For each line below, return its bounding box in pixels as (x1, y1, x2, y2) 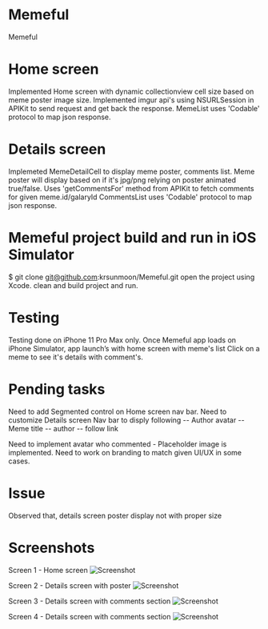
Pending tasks (8, 380, 106, 398)
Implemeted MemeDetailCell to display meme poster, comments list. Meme (8, 166, 255, 176)
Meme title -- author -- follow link (8, 423, 118, 433)
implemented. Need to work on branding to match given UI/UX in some (8, 447, 242, 457)
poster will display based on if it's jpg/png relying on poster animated (8, 174, 237, 185)
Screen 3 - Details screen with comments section (8, 596, 171, 606)
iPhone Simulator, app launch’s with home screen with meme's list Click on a (8, 343, 260, 353)
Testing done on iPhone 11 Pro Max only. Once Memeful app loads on (8, 335, 237, 345)
